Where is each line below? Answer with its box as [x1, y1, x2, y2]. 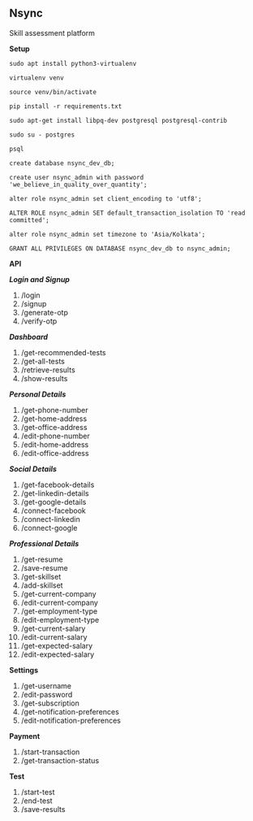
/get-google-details [20, 497, 87, 506]
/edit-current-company [20, 597, 98, 607]
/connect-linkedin [20, 514, 80, 523]
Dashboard [9, 332, 48, 341]
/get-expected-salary [20, 641, 93, 650]
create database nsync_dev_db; [9, 159, 115, 167]
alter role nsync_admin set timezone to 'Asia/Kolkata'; [9, 230, 206, 238]
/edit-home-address [20, 439, 89, 450]
